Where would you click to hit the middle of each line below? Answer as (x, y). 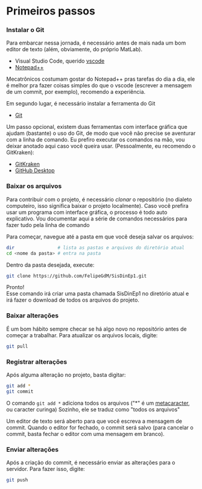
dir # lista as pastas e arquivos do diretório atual (96, 248)
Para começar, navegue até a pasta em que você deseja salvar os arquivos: (100, 237)
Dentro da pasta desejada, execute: (50, 265)
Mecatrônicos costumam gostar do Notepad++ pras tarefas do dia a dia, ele (101, 79)
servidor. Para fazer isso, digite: (46, 469)
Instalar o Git (25, 30)
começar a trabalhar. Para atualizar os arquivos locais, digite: (82, 335)
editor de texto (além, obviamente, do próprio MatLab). (74, 49)
